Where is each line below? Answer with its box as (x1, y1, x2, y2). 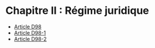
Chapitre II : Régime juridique (5, 4, 150, 17)
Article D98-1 (13, 29, 46, 36)
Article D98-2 (13, 35, 47, 42)
